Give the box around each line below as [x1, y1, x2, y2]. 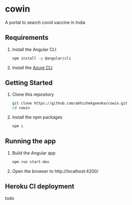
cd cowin [12, 105, 30, 110]
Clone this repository [12, 91, 54, 98]
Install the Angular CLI [12, 46, 57, 52]
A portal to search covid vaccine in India [5, 19, 86, 25]
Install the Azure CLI [12, 65, 53, 70]
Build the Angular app [12, 150, 56, 156]
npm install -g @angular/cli [12, 56, 71, 61]
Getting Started [5, 79, 53, 87]
